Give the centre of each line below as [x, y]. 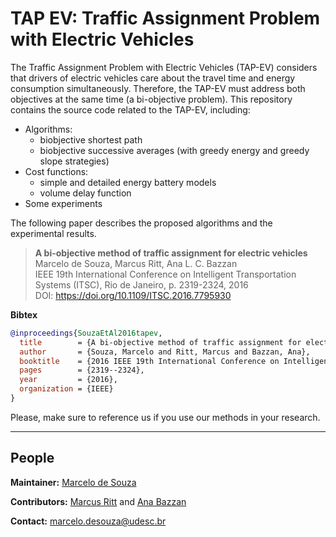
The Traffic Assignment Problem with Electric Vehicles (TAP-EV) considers [164, 67]
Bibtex [24, 314]
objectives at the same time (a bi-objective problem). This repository [151, 99]
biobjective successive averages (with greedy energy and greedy [174, 150]
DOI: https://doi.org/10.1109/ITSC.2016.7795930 [133, 295]
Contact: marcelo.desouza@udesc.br [88, 521]
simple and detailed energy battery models [128, 182]
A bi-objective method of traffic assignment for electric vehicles [171, 253]
